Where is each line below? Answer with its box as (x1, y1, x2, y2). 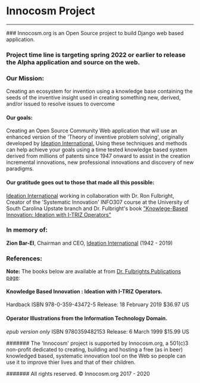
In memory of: (6, 226, 48, 234)
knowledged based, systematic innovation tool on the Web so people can (6, 352, 186, 359)
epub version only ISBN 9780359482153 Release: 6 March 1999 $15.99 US (6, 328, 189, 335)
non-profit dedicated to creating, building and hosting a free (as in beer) (6, 345, 183, 353)
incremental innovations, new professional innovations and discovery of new (6, 159, 194, 166)
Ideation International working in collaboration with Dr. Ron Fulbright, (6, 192, 174, 199)
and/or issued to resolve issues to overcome (6, 100, 115, 108)
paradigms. (6, 165, 34, 172)
